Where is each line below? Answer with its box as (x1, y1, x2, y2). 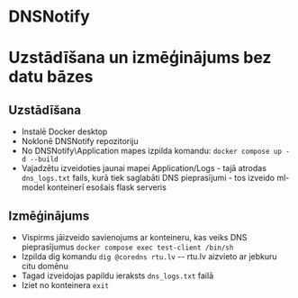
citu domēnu (21, 261, 68, 271)
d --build (21, 155, 59, 164)
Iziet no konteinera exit (21, 280, 110, 290)
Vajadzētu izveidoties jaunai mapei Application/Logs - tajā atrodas (21, 163, 267, 174)
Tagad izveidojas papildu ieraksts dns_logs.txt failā (21, 270, 213, 281)
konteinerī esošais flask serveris (47, 182, 167, 193)
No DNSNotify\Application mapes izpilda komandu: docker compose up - (21, 146, 290, 157)
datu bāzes (8, 67, 94, 87)
